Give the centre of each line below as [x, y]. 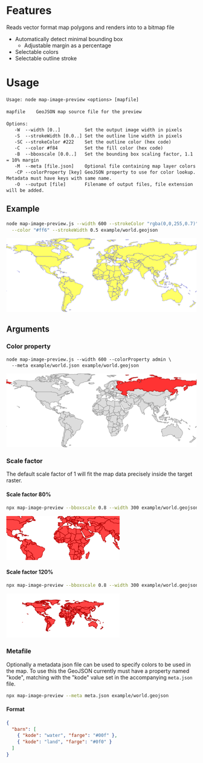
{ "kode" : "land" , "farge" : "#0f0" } [65, 742]
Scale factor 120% [30, 572]
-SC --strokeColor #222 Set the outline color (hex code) [93, 142]
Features [29, 11]
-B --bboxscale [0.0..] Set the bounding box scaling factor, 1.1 [104, 154]
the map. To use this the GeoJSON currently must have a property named [98, 671]
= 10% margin [23, 160]
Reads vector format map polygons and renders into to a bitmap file [90, 27]
